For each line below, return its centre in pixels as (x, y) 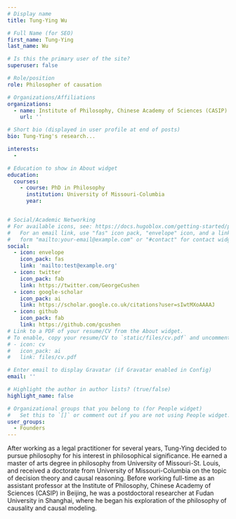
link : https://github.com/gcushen (70, 325)
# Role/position (31, 78)
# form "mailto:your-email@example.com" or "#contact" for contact (111, 239)
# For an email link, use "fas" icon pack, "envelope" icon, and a (111, 233)
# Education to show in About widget (63, 168)
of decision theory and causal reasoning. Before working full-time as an (111, 478)
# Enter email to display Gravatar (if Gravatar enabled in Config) (110, 370)
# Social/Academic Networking (52, 220)
